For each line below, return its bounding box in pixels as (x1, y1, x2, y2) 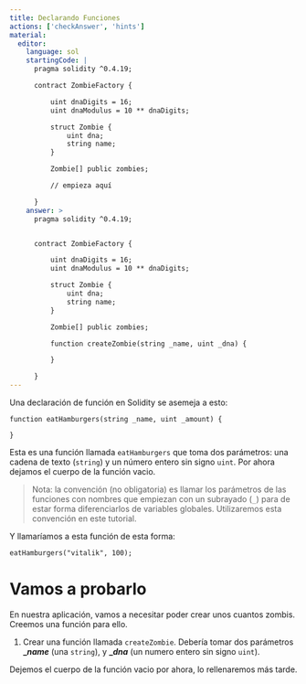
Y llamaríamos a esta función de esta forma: (9, 531, 175, 541)
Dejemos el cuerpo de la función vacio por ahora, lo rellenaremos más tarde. (9, 664, 298, 675)
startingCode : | (26, 56, 89, 65)
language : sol (26, 48, 79, 57)
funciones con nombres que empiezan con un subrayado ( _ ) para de (31, 494, 290, 504)
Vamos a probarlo (9, 579, 147, 600)
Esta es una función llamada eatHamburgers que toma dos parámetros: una (9, 447, 290, 457)
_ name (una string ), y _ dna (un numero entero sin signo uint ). (22, 646, 260, 657)
